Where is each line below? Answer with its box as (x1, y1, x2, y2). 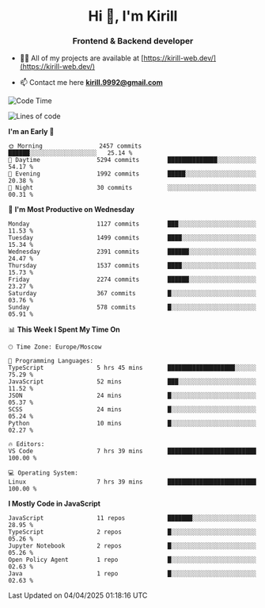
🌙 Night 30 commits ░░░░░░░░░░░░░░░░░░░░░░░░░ (8, 184, 257, 192)
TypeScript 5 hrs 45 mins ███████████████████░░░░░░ (8, 364, 257, 372)
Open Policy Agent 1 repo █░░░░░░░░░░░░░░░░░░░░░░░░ (8, 556, 257, 564)
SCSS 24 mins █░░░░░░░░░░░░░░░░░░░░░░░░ (8, 406, 257, 414)
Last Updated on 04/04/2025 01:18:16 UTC (8, 591, 148, 600)
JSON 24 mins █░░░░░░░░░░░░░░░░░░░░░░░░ (8, 392, 257, 400)
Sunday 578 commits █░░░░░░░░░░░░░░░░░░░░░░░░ (8, 303, 257, 312)
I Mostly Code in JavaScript (8, 499, 101, 509)
